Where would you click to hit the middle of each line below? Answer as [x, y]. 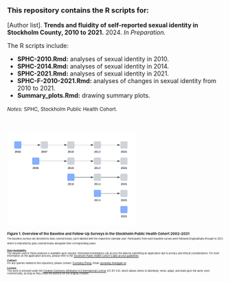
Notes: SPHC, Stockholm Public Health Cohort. [62, 109]
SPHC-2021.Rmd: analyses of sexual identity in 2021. [93, 73]
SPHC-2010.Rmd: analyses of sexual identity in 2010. [93, 59]
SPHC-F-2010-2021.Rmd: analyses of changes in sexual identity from [117, 81]
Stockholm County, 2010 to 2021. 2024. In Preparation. [87, 32]
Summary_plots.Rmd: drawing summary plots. [83, 95]
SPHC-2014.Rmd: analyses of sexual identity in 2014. [93, 67]
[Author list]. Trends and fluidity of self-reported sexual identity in [103, 25]
